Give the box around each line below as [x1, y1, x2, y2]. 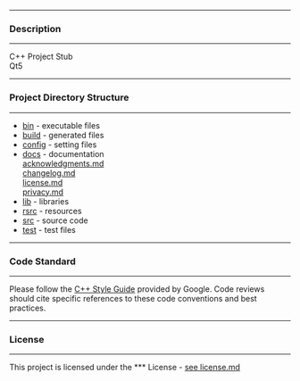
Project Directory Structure [9, 91, 129, 104]
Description [9, 22, 62, 35]
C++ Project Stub [9, 51, 73, 62]
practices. [9, 302, 46, 313]
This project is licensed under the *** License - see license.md [9, 362, 241, 373]
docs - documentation [21, 148, 104, 159]
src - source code [21, 215, 88, 226]
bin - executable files [21, 120, 101, 130]
